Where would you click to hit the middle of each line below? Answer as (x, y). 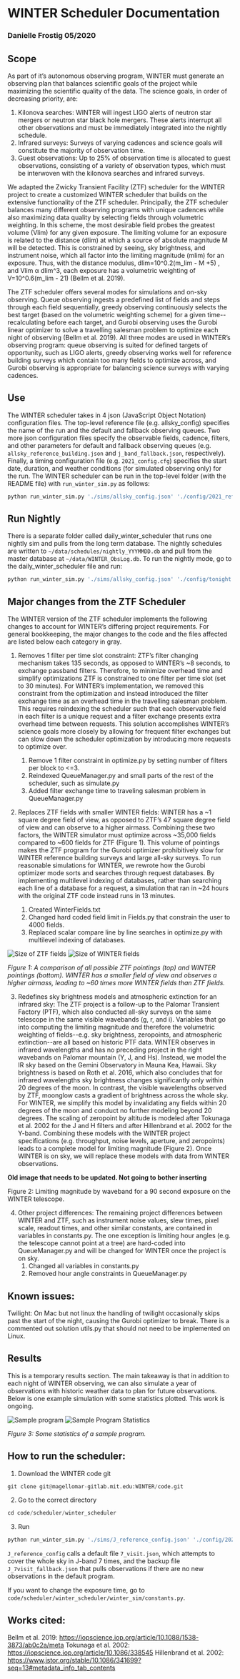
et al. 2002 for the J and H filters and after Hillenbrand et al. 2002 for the (125, 1126)
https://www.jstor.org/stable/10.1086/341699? (74, 1660)
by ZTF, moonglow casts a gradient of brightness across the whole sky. (123, 1095)
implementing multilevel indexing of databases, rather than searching (119, 881)
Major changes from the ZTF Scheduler (96, 602)
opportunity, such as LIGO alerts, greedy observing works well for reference (120, 352)
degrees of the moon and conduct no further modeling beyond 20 (115, 1111)
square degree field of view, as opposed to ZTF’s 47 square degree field (124, 820)
